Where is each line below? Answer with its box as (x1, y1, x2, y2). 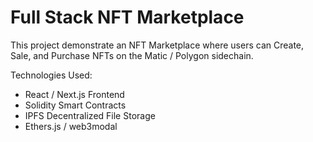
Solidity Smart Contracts (24, 99, 127, 111)
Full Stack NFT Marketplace (10, 6, 245, 29)
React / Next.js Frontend (24, 88, 125, 100)
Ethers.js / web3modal (24, 120, 118, 132)
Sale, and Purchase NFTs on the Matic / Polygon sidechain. (10, 49, 254, 61)
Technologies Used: (10, 69, 93, 81)
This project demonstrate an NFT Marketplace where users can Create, (10, 39, 305, 51)
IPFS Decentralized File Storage (24, 109, 156, 121)
